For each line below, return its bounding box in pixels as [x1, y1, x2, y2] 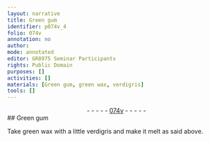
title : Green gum [7, 17, 58, 24]
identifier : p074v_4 [7, 23, 67, 30]
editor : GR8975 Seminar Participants [7, 55, 116, 62]
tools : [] [7, 87, 36, 94]
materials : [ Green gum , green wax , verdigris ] [7, 81, 144, 88]
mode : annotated [7, 49, 54, 56]
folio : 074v [7, 29, 42, 37]
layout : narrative [7, 10, 60, 17]
